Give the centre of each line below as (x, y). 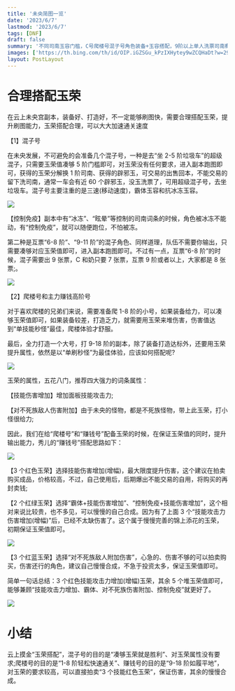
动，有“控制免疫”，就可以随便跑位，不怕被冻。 (74, 227)
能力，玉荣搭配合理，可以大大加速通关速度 (87, 125)
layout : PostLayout (36, 60)
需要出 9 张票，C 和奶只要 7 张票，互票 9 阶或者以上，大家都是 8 (124, 259)
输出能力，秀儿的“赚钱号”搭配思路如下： (65, 442)
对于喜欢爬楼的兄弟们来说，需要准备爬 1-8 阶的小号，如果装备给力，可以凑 (115, 311)
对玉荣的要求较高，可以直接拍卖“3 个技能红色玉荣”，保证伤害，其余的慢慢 (114, 671)
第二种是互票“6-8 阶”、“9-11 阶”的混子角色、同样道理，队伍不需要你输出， (114, 242)
